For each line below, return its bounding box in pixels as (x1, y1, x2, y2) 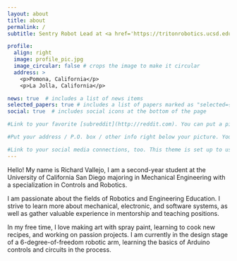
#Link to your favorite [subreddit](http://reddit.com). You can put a (7, 121, 222, 128)
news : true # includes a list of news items (7, 95, 143, 102)
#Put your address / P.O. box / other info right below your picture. (7, 133, 219, 140)
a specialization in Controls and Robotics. (7, 181, 128, 189)
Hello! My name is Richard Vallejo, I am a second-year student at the (7, 165, 206, 174)
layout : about (7, 10, 49, 18)
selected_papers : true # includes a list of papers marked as (7, 102, 194, 109)
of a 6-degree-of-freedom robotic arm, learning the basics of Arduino (7, 238, 210, 246)
